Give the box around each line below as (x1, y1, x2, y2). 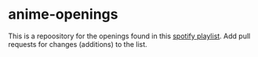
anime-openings (8, 5, 118, 23)
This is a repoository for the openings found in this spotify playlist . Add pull (8, 31, 251, 41)
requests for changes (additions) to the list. (8, 39, 147, 48)
